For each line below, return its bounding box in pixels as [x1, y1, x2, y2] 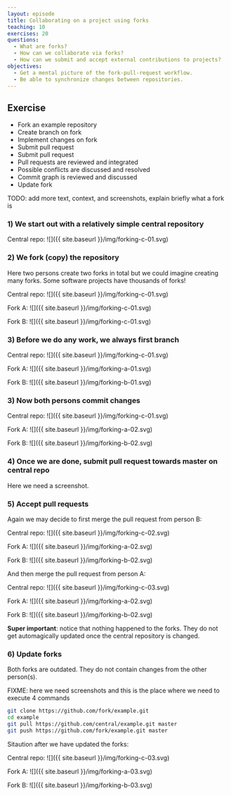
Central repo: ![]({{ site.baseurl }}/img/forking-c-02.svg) [7, 528, 170, 537]
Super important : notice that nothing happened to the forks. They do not [7, 624, 218, 633]
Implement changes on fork [17, 135, 98, 144]
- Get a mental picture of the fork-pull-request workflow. [13, 69, 193, 76]
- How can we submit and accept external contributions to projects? [13, 56, 221, 63]
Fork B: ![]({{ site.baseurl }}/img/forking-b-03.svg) [7, 781, 153, 789]
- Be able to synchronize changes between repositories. [13, 75, 184, 83]
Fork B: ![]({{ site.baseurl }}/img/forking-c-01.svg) [7, 317, 152, 325]
